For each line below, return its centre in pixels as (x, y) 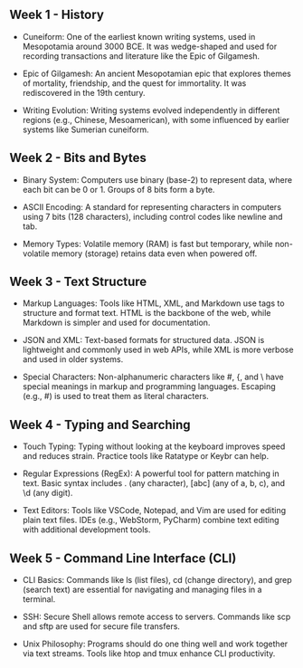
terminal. (39, 599)
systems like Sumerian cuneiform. (85, 129)
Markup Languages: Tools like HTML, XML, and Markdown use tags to (153, 303)
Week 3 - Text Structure (78, 282)
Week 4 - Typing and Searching (100, 425)
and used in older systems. (73, 359)
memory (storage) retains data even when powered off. (154, 253)
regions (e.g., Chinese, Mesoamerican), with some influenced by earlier (156, 119)
